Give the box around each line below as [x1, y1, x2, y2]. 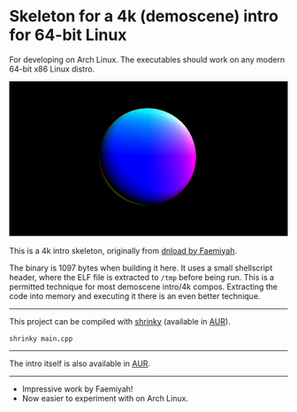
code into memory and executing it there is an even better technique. [9, 290, 261, 301]
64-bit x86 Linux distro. [9, 64, 95, 74]
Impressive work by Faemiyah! [21, 383, 133, 394]
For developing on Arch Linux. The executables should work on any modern [9, 54, 286, 65]
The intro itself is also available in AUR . [9, 358, 151, 369]
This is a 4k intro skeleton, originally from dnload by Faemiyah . [9, 245, 237, 256]
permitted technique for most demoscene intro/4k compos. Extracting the [9, 281, 278, 292]
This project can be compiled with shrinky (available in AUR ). [9, 316, 232, 326]
